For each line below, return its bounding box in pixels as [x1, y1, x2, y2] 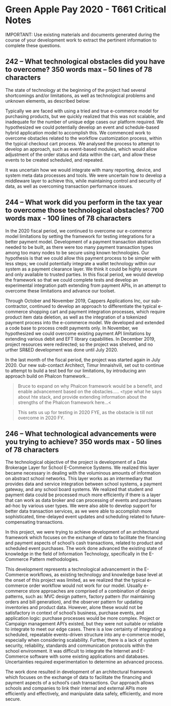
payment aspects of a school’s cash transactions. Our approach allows [5, 680, 154, 686]
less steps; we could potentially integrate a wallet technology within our [5, 260, 156, 266]
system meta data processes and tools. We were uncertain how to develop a [5, 172, 166, 178]
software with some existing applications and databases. [30, 653, 149, 660]
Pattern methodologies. [30, 556, 79, 562]
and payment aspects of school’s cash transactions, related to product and [5, 540, 163, 546]
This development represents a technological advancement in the [5, 566, 143, 573]
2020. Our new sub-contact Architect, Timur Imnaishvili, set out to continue [5, 362, 164, 368]
